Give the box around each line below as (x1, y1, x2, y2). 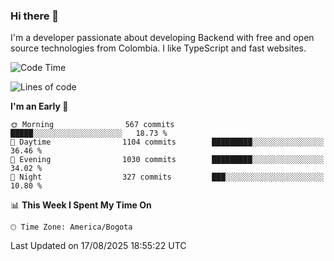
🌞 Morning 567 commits (10, 120, 175, 130)
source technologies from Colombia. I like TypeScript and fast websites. (10, 42, 307, 54)
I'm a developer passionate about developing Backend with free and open (10, 32, 315, 44)
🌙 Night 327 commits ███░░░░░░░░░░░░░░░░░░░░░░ (10, 172, 325, 183)
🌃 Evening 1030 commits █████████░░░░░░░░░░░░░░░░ (10, 155, 325, 165)
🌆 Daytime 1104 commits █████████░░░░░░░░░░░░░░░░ (10, 137, 325, 148)
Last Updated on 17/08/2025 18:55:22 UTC (10, 240, 187, 252)
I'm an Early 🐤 (10, 100, 69, 113)
